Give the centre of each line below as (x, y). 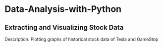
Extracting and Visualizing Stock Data (64, 27)
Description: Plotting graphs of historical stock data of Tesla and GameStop (81, 39)
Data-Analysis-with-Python (63, 9)
